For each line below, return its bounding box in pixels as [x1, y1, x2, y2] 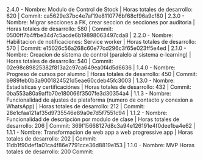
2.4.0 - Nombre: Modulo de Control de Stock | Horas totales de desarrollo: [6, 6, 193, 13]
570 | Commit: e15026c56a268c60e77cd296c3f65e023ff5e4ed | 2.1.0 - [6, 44, 187, 52]
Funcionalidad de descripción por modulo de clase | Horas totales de [6, 116, 180, 123]
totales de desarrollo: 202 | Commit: [6, 135, 97, 142]
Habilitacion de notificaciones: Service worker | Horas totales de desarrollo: [6, 38, 196, 45]
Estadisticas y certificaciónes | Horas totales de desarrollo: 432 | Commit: [6, 83, 192, 91]
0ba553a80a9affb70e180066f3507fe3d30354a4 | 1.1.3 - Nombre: [6, 90, 171, 97]
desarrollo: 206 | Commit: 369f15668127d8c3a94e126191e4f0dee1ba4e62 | [6, 122, 196, 129]
